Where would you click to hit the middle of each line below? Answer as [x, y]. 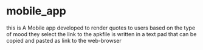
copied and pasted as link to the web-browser [64, 40]
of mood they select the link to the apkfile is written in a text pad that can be [101, 34]
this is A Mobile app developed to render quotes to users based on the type [101, 28]
